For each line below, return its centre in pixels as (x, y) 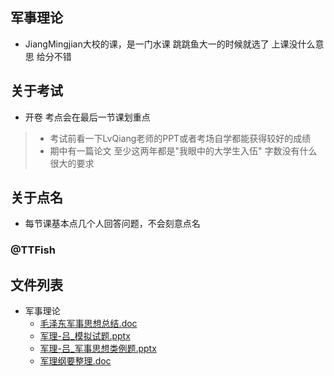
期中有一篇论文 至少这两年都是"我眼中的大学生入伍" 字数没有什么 (183, 150)
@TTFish (33, 250)
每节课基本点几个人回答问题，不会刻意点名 (112, 224)
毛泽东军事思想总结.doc (88, 324)
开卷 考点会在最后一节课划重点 (87, 117)
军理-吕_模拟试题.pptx (85, 336)
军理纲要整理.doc (75, 361)
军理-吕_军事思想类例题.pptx (98, 349)
